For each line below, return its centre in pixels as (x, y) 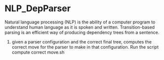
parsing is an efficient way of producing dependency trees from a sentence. (82, 32)
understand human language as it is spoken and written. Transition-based (80, 27)
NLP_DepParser (38, 9)
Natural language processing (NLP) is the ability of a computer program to (80, 22)
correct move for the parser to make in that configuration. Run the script (85, 47)
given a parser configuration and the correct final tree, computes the (82, 41)
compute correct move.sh (38, 52)
